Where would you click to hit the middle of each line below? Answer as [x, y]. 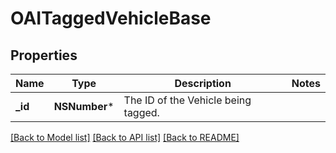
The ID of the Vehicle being [187, 100]
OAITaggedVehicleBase [111, 18]
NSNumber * [84, 106]
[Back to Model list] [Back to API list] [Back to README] [125, 137]
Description [203, 83]
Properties [44, 55]
